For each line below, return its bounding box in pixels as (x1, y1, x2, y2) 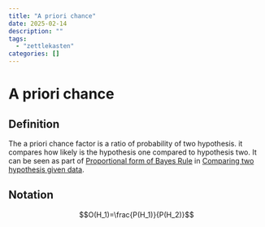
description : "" (8, 27, 63, 35)
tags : (8, 34, 27, 43)
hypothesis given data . (8, 164, 85, 174)
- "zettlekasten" (15, 42, 75, 50)
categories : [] (8, 50, 60, 58)
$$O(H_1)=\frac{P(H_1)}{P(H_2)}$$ (79, 209, 194, 220)
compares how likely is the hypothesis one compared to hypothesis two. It (8, 147, 258, 157)
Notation (8, 188, 54, 202)
